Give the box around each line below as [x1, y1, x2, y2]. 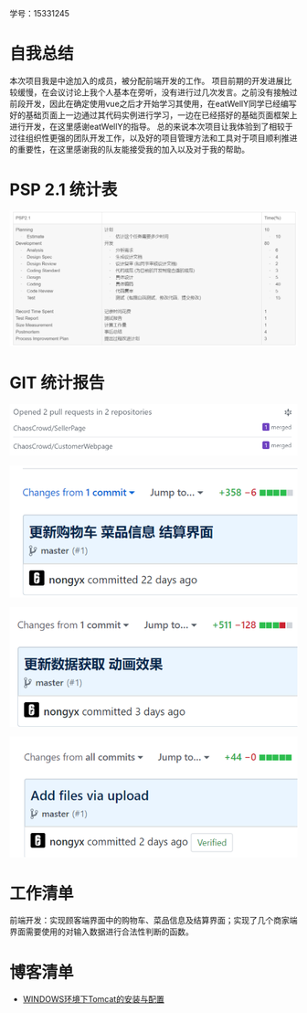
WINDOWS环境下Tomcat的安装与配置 [22, 994, 164, 1005]
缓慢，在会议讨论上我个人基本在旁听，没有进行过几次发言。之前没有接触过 [16, 86, 298, 98]
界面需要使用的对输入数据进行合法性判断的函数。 [9, 926, 194, 937]
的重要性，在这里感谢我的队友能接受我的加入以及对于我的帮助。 [9, 144, 249, 155]
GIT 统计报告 [9, 372, 105, 393]
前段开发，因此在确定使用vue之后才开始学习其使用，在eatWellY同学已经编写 [9, 98, 297, 109]
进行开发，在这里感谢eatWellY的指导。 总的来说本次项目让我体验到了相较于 [9, 121, 294, 132]
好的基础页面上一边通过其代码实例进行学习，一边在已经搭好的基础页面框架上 [9, 109, 298, 121]
